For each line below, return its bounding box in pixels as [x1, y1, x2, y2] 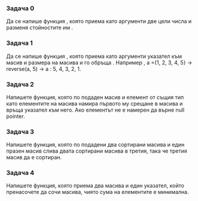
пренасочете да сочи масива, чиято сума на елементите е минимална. [6, 188, 189, 196]
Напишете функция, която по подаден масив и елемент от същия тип [6, 94, 184, 101]
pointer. [6, 112, 25, 120]
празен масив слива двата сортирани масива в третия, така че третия [6, 147, 187, 154]
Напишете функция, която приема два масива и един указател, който [6, 182, 184, 189]
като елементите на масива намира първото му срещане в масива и [6, 100, 183, 107]
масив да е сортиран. [6, 154, 62, 161]
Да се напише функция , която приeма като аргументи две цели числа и [6, 18, 192, 25]
